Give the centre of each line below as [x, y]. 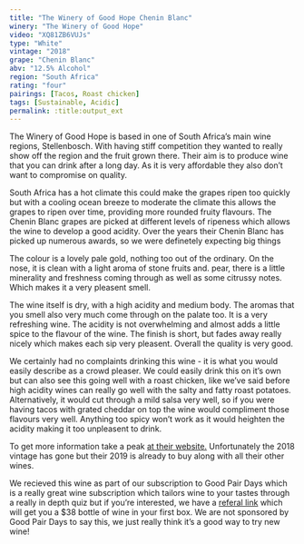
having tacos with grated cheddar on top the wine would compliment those [150, 410]
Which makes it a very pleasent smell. [80, 288]
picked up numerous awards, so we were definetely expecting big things [145, 241]
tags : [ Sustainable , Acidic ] [64, 102]
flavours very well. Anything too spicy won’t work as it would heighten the [147, 420]
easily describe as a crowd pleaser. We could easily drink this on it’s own [145, 371]
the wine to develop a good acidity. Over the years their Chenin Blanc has [147, 232]
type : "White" [36, 43]
